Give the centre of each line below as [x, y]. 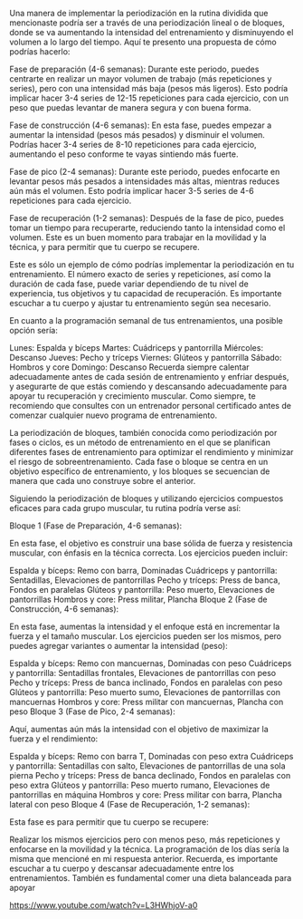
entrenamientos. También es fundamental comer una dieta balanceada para [151, 878]
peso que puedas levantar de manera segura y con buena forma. [130, 107]
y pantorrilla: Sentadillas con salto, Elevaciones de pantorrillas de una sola [148, 766]
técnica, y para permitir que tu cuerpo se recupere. [105, 247]
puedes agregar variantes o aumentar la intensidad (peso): [118, 646]
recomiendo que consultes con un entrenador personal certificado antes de [151, 406]
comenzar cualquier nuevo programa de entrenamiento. [114, 415]
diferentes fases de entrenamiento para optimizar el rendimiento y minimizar [151, 452]
